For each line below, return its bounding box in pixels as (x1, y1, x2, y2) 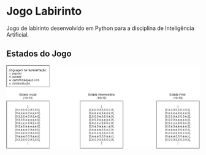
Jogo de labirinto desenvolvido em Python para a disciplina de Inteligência (6, 24, 194, 32)
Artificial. (6, 31, 29, 38)
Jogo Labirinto (6, 4, 82, 18)
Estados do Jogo (6, 49, 72, 59)
